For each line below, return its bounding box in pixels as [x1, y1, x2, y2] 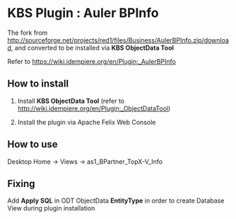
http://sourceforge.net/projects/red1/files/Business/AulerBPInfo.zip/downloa [7, 35, 230, 44]
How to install [7, 78, 69, 90]
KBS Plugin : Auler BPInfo [7, 5, 159, 21]
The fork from [7, 28, 48, 37]
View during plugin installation [7, 204, 95, 213]
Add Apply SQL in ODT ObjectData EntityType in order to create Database [7, 196, 225, 205]
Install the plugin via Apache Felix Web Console [17, 118, 156, 126]
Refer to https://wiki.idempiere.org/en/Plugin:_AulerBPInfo [7, 57, 177, 65]
